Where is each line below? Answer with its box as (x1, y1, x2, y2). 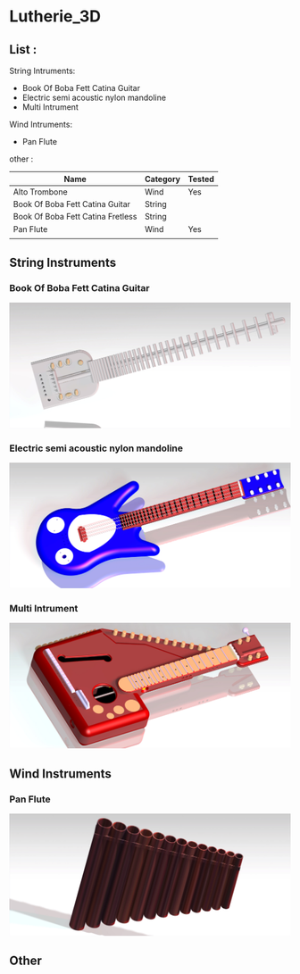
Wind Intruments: (9, 119, 73, 129)
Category (144, 173, 181, 184)
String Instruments (9, 254, 117, 270)
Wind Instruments (9, 766, 112, 781)
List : (9, 42, 37, 57)
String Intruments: (9, 65, 76, 76)
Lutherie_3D (9, 6, 101, 27)
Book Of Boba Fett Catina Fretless (12, 212, 137, 222)
